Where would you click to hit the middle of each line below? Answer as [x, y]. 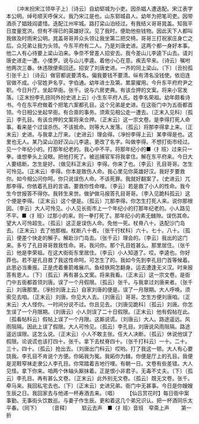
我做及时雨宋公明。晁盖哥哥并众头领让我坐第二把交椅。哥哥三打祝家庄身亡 [97, 38]
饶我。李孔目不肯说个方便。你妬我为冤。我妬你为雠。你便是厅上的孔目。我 [97, 356]
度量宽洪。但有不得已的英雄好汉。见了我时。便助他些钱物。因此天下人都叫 [102, 31]
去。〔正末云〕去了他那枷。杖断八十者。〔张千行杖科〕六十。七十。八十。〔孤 [98, 230]
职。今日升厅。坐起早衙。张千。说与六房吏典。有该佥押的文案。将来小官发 [97, 90]
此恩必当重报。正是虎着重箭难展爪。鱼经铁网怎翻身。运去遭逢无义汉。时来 [97, 267]
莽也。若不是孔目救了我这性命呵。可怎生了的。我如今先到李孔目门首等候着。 [99, 260]
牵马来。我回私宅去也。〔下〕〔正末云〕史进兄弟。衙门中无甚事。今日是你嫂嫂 [99, 386]
